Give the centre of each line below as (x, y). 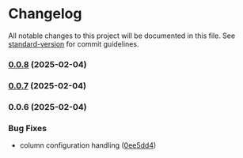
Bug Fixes (28, 128)
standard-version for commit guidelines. (74, 43)
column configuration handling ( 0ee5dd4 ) (88, 145)
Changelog (45, 14)
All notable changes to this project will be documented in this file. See (122, 36)
